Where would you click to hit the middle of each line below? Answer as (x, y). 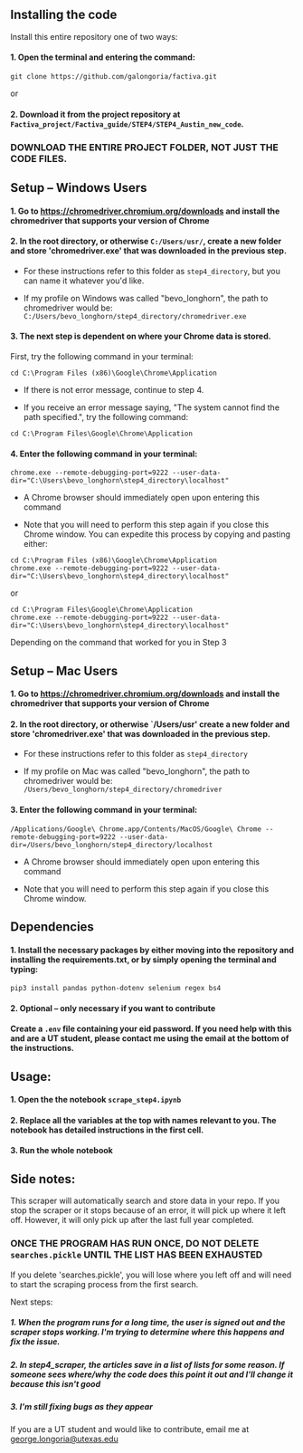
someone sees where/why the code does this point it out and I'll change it (151, 1374)
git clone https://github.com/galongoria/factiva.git (114, 77)
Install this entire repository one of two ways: (94, 36)
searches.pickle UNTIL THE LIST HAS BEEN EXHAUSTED (137, 1255)
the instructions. (43, 1048)
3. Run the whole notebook (62, 1151)
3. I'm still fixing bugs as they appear (81, 1406)
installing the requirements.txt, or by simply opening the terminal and (143, 960)
